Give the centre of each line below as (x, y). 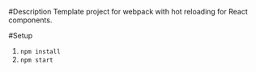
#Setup (21, 36)
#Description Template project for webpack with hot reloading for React (128, 12)
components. (30, 20)
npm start (37, 60)
